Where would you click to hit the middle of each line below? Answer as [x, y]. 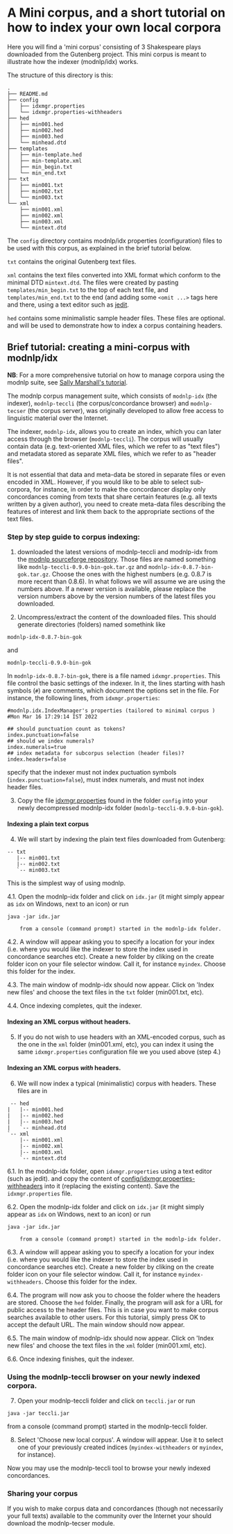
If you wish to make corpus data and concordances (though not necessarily [115, 1509]
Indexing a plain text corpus [48, 824]
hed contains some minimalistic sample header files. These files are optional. [116, 318]
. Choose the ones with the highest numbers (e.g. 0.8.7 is [130, 574]
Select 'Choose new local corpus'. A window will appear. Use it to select [120, 1439]
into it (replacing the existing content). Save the [112, 1186]
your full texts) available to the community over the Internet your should [109, 1516]
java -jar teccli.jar [38, 1413]
